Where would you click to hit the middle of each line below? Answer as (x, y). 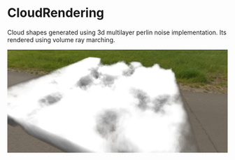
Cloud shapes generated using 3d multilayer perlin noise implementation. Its (117, 32)
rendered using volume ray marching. (61, 39)
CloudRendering (56, 13)
